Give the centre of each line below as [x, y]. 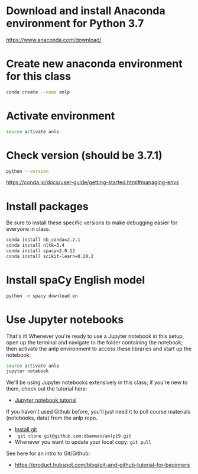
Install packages [47, 206]
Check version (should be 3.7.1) [84, 155]
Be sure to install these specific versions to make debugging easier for [92, 223]
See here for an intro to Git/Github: [48, 453]
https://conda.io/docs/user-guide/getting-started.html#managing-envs [92, 182]
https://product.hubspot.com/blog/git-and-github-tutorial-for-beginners [102, 465]
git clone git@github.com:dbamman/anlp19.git [74, 436]
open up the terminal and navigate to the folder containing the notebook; [95, 342]
